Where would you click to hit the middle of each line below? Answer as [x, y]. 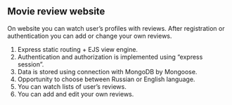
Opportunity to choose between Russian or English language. [106, 79]
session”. [31, 64]
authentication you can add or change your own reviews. [90, 36]
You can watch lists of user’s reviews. [72, 86]
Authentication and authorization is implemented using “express [110, 57]
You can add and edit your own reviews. [76, 94]
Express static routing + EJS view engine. [78, 49]
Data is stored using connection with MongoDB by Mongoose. [107, 71]
